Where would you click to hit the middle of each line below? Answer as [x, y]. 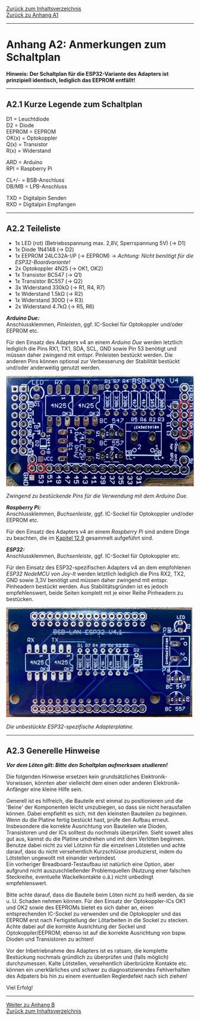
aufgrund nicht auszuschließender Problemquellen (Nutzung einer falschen [99, 871]
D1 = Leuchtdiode [28, 119]
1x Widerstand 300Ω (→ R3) [49, 300]
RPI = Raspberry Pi [29, 168]
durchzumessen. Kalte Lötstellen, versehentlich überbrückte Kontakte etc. [97, 963]
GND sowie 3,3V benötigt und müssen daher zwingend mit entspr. [87, 580]
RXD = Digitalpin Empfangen [41, 204]
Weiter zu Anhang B [31, 1005]
